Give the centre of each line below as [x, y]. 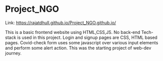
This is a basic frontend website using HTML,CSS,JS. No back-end [73, 32]
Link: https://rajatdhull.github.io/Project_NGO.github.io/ [61, 23]
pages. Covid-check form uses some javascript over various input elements [82, 42]
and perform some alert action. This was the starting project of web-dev [78, 48]
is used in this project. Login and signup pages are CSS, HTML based [87, 37]
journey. [13, 53]
